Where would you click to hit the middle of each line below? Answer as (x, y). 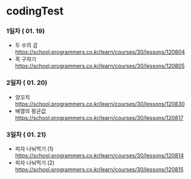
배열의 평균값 (30, 111)
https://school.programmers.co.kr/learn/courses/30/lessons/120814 (99, 155)
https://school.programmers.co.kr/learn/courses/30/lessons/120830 (100, 104)
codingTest (35, 11)
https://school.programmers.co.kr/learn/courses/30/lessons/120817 (99, 118)
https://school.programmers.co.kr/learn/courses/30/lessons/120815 (99, 169)
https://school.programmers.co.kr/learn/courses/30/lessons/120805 (100, 66)
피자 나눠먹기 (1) (34, 149)
